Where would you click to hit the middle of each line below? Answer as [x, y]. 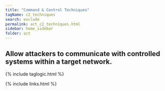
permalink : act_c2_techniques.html [43, 24]
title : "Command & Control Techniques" [47, 10]
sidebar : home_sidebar [29, 29]
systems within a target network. [59, 62]
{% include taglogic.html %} [35, 74]
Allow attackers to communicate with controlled [83, 54]
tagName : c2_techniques [30, 15]
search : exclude [22, 19]
